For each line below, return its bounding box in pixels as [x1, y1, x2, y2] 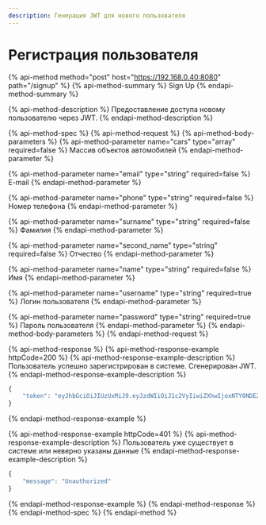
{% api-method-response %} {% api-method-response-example [8, 344, 219, 353]
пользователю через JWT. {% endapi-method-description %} [8, 113, 214, 122]
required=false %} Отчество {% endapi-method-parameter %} [8, 249, 215, 258]
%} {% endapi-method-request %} [94, 329, 209, 338]
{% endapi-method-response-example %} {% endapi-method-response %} [8, 499, 256, 508]
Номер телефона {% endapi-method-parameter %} [8, 201, 178, 210]
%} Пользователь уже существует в [111, 438, 234, 447]
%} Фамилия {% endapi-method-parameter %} [8, 225, 164, 234]
